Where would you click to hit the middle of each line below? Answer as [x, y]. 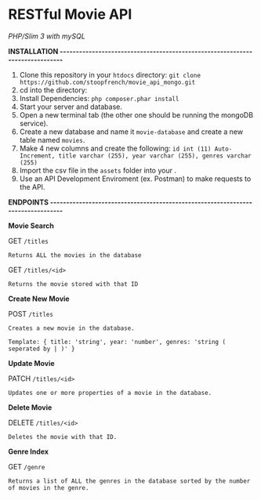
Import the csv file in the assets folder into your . [98, 170]
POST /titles [31, 313]
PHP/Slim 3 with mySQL [47, 36]
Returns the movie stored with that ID [73, 284]
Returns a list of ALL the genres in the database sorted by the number [129, 481]
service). [34, 123]
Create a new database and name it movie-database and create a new [131, 132]
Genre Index [29, 451]
